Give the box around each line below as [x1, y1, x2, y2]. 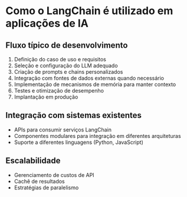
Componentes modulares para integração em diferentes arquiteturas [14, 132, 181, 139]
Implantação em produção [14, 93, 78, 100]
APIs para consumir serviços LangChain [14, 126, 112, 133]
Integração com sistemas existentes [5, 110, 142, 120]
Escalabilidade [5, 156, 61, 166]
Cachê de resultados [14, 178, 65, 185]
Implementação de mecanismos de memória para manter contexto [14, 81, 176, 88]
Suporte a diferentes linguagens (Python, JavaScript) [14, 139, 144, 146]
